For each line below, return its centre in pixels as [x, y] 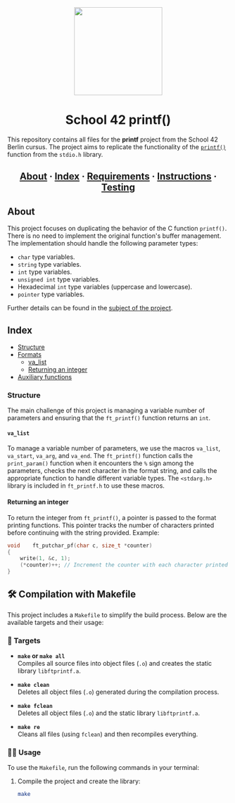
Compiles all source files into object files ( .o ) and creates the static [115, 664]
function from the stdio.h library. [55, 154]
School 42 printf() [118, 120]
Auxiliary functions [45, 377]
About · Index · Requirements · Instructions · [118, 176]
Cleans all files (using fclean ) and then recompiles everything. [108, 734]
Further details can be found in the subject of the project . [90, 308]
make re [28, 728]
